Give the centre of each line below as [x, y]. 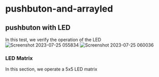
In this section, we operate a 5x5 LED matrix [51, 69]
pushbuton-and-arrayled [59, 9]
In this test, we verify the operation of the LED [53, 40]
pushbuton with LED [38, 28]
